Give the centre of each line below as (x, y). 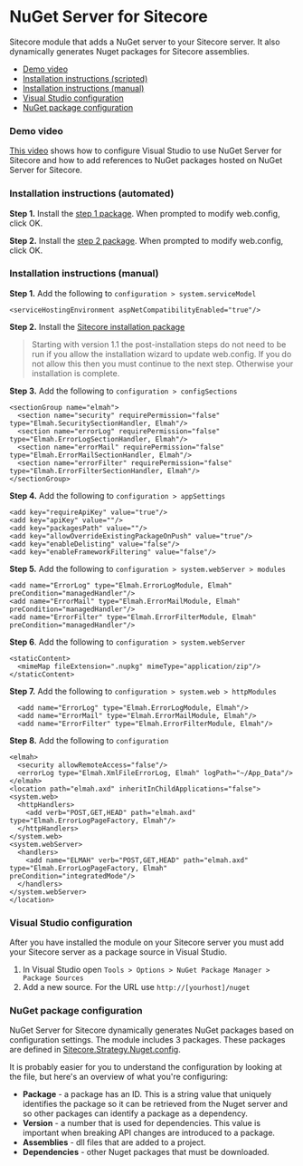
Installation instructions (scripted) (85, 78)
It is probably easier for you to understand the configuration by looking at (146, 1067)
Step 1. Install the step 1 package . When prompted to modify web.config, (145, 213)
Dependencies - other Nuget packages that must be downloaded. (146, 1152)
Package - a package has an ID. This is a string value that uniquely (147, 1094)
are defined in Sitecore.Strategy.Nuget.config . (95, 1050)
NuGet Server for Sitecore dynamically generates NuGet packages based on (152, 1030)
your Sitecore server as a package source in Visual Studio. (118, 952)
